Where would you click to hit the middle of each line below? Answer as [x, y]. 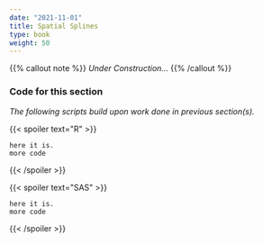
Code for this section [56, 92]
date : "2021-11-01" [46, 18]
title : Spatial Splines [54, 26]
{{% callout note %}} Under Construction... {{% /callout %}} [121, 68]
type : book [30, 34]
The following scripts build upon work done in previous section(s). [132, 111]
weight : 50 [30, 43]
